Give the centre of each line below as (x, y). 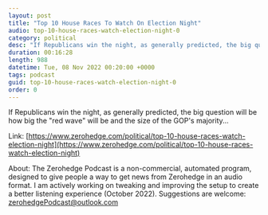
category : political (43, 38)
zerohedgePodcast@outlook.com (63, 202)
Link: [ (19, 136)
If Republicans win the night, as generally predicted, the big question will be (133, 112)
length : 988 (28, 61)
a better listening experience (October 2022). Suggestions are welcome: (127, 194)
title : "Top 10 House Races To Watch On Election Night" (105, 23)
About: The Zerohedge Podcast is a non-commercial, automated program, (130, 169)
